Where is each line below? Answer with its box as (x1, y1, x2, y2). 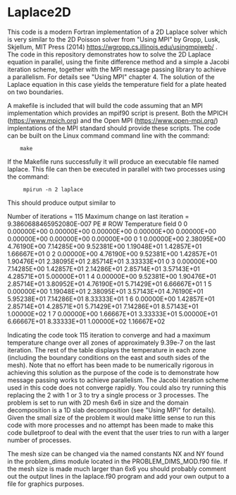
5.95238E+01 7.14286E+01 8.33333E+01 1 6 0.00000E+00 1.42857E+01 (7, 294, 215, 303)
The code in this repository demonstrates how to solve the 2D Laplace (7, 50, 211, 59)
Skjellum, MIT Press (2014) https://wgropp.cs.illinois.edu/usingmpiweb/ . (7, 42, 218, 51)
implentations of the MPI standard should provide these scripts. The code (7, 124, 221, 132)
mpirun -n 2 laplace (23, 186, 83, 193)
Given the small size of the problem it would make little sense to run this (7, 413, 216, 422)
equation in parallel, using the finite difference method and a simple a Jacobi (7, 57, 230, 66)
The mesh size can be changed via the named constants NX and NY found (7, 449, 224, 458)
